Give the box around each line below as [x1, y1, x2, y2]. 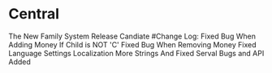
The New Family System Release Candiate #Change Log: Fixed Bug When [8, 31, 256, 41]
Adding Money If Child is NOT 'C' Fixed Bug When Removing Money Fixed [8, 39, 257, 49]
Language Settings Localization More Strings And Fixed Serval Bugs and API [8, 48, 265, 58]
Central [8, 5, 59, 23]
